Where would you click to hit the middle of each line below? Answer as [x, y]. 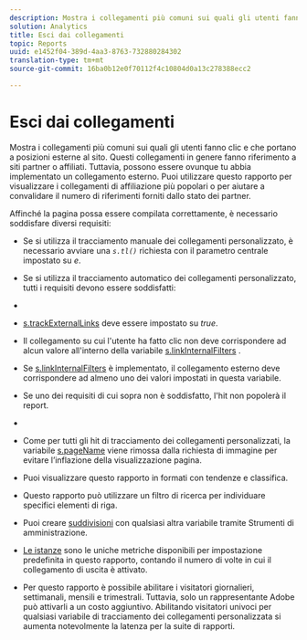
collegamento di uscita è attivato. [85, 569]
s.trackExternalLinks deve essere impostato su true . [120, 323]
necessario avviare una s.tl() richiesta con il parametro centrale [145, 250]
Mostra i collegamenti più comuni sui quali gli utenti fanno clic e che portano [153, 147]
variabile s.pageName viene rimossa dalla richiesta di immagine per [150, 450]
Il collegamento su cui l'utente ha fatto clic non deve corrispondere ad [154, 341]
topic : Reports [38, 43]
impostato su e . [52, 260]
